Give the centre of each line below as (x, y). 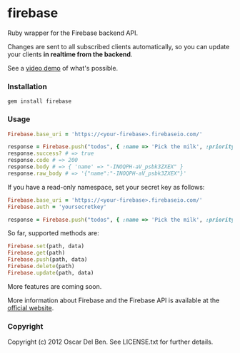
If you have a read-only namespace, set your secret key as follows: (106, 187)
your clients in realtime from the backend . (70, 54)
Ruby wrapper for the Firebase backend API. (73, 33)
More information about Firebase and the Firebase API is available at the (114, 300)
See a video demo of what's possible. (63, 68)
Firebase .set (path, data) (46, 246)
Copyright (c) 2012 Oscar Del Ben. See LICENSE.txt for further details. (110, 342)
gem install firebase (40, 101)
